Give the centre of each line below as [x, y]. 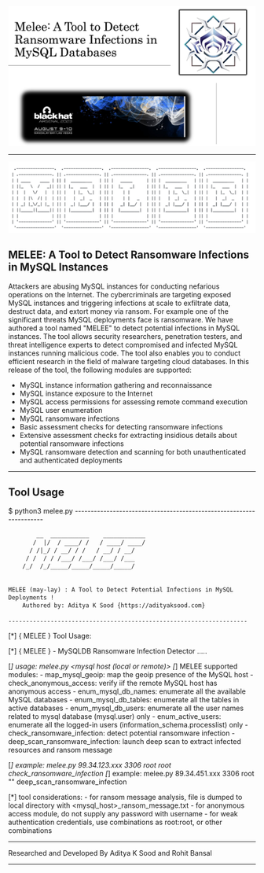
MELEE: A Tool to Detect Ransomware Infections [129, 255]
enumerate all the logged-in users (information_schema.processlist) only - [128, 725]
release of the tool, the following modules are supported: [100, 370]
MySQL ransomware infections [70, 418]
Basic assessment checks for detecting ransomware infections [121, 426]
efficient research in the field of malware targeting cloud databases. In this [129, 361]
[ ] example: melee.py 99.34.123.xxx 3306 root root [90, 765]
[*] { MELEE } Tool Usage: [50, 636]
